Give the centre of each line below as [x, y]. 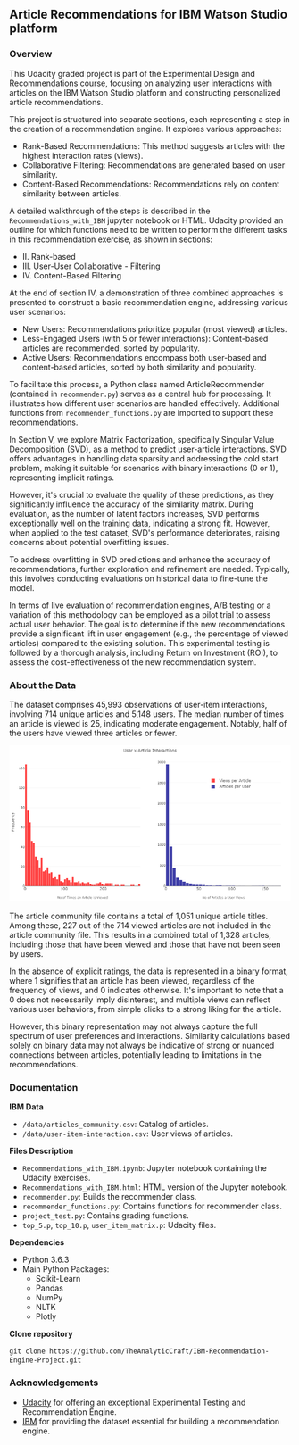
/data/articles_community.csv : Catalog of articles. [115, 1125]
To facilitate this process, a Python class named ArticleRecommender [137, 384]
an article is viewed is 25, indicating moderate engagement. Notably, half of [148, 723]
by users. [26, 953]
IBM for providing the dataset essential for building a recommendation [151, 1421]
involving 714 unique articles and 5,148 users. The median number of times [146, 714]
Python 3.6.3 [46, 1260]
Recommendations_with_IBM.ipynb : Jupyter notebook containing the [145, 1168]
